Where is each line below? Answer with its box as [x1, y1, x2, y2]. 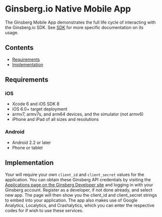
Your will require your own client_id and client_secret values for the [5, 172, 145, 177]
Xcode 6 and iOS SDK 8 [12, 101, 59, 107]
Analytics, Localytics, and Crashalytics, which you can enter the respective [5, 202, 155, 208]
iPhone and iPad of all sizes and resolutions [12, 116, 99, 122]
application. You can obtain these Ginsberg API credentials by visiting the [5, 176, 151, 182]
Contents [5, 43, 34, 52]
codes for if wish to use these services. [5, 207, 84, 213]
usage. [5, 29, 19, 35]
